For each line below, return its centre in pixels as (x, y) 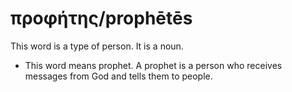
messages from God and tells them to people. (118, 76)
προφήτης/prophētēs (101, 18)
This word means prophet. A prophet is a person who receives (153, 65)
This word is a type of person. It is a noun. (97, 46)
